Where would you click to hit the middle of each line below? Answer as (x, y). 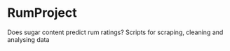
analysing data (28, 39)
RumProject (42, 13)
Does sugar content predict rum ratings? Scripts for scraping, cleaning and (115, 32)
